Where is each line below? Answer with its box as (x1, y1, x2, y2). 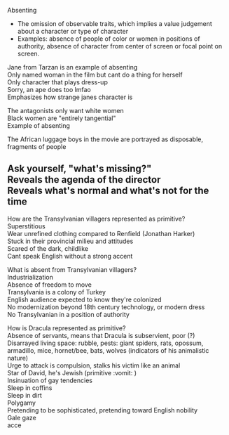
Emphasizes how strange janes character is (7, 93, 133, 101)
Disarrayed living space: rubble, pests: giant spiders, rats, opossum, (7, 339, 204, 347)
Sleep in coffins (7, 383, 53, 392)
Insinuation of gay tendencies (7, 376, 93, 384)
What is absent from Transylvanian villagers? (7, 265, 137, 273)
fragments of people (7, 143, 67, 150)
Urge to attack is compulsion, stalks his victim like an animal (7, 361, 181, 370)
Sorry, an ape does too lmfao (7, 86, 91, 93)
